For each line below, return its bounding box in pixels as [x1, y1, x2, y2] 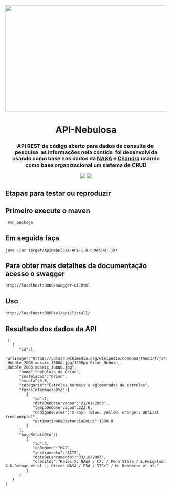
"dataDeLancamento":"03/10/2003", [32, 454, 106, 460]
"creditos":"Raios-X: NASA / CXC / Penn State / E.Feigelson [32, 459, 166, 464]
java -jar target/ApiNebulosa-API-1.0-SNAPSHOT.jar [5, 248, 118, 253]
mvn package [7, 220, 33, 225]
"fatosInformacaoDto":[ [18, 387, 70, 392]
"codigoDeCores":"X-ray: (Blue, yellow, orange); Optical [32, 410, 159, 415]
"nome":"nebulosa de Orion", [18, 369, 81, 374]
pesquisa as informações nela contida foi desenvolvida [14, 149, 158, 156]
